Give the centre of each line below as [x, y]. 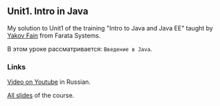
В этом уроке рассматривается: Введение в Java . [80, 48]
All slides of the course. [41, 96]
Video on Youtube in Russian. [49, 82]
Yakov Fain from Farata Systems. [54, 35]
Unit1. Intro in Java [48, 11]
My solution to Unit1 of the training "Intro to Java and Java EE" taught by [110, 28]
